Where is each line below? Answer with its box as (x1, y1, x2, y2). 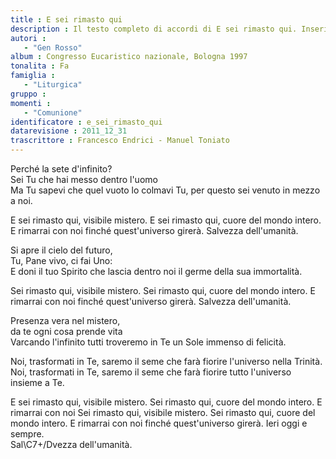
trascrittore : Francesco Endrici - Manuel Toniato (10, 136, 230, 146)
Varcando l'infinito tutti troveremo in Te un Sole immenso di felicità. (10, 336, 287, 348)
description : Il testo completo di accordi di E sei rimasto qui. (10, 24, 298, 34)
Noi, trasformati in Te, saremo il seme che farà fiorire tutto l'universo (10, 366, 292, 378)
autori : (10, 33, 47, 43)
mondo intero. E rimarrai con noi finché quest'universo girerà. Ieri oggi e (10, 417, 308, 429)
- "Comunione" (23, 107, 83, 118)
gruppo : (10, 89, 47, 99)
